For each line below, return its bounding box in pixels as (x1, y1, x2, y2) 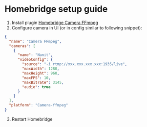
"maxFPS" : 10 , (22, 75, 51, 80)
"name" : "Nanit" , (17, 52, 53, 57)
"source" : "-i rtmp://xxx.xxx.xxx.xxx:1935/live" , (22, 62, 127, 67)
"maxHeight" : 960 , (22, 71, 60, 76)
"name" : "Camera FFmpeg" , (9, 39, 62, 44)
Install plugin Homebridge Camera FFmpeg (11, 20, 99, 25)
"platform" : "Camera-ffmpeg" (9, 103, 68, 108)
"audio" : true (22, 84, 51, 89)
